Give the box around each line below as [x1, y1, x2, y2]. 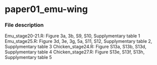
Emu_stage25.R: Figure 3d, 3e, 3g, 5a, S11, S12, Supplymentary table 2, [5, 38, 152, 44]
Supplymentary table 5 [5, 54, 53, 60]
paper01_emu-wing [5, 4, 88, 15]
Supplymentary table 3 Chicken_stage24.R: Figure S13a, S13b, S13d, [5, 44, 147, 50]
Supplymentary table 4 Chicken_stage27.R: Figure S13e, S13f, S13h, [5, 49, 145, 55]
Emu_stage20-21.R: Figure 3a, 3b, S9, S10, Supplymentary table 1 [5, 33, 140, 39]
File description [5, 22, 44, 29]
